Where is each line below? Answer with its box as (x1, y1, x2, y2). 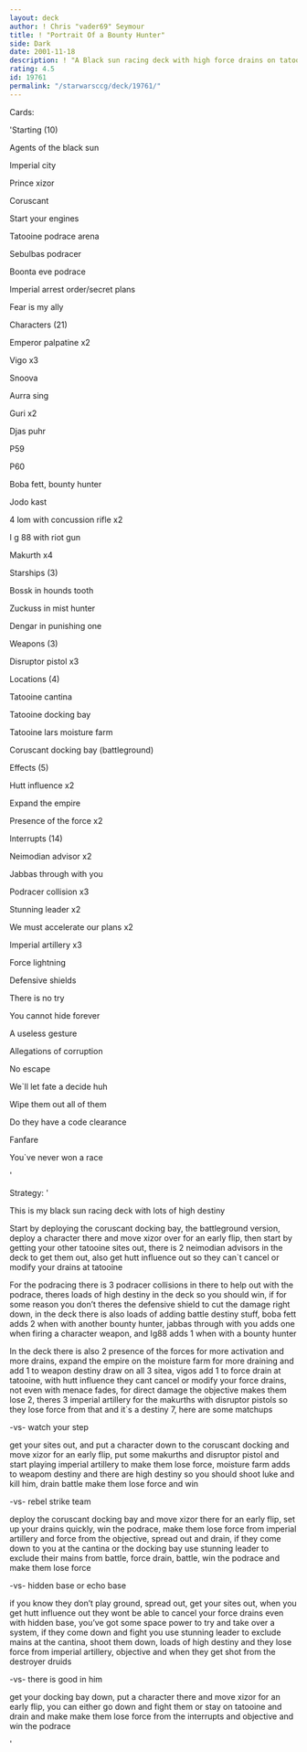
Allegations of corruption (9, 1045, 103, 1056)
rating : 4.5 (9, 65, 55, 74)
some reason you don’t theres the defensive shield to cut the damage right (9, 1298, 291, 1309)
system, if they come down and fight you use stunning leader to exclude (9, 1627, 281, 1638)
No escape (9, 1063, 51, 1074)
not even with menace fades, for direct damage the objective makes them (9, 1384, 287, 1395)
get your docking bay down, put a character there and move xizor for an (9, 1691, 281, 1702)
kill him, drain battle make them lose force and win (9, 1478, 199, 1489)
